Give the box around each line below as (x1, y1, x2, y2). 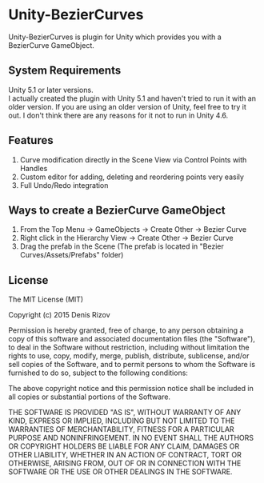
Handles (19, 163, 48, 173)
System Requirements (8, 64, 122, 78)
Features (8, 134, 54, 147)
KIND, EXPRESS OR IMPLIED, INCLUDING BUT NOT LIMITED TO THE (8, 416, 235, 425)
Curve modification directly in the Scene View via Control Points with (19, 154, 247, 165)
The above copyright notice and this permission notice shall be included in (8, 384, 254, 393)
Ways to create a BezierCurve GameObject (8, 203, 226, 217)
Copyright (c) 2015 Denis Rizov (8, 310, 110, 320)
